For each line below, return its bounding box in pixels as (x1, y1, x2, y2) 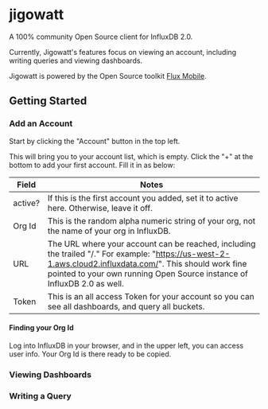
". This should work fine (158, 258, 247, 269)
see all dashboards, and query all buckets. (47, 301, 205, 312)
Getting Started (9, 94, 87, 108)
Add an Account (9, 118, 73, 129)
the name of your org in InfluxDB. (47, 225, 171, 236)
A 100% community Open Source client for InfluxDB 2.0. (9, 32, 193, 41)
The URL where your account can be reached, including (47, 238, 256, 249)
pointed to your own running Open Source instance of (47, 268, 249, 279)
